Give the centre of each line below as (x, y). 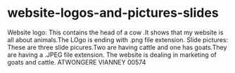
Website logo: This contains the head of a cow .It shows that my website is (115, 32)
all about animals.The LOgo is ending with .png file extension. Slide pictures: (118, 39)
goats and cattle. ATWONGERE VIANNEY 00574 (77, 62)
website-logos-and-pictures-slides (113, 13)
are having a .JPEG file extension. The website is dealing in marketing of (112, 55)
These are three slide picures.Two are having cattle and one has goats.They (117, 47)
